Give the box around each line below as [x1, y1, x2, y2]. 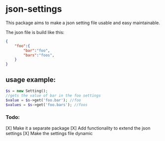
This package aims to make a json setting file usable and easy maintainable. [5, 20, 160, 26]
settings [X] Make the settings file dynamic [5, 130, 93, 136]
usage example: [5, 75, 56, 84]
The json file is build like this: [5, 29, 65, 35]
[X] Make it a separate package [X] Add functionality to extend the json [5, 125, 151, 131]
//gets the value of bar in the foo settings [5, 93, 101, 98]
